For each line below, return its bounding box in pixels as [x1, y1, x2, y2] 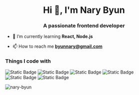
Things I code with [5, 58, 51, 65]
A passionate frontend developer [43, 22, 125, 29]
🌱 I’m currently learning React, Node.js [12, 33, 93, 39]
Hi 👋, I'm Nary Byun [43, 4, 125, 16]
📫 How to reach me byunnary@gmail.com [12, 43, 102, 49]
